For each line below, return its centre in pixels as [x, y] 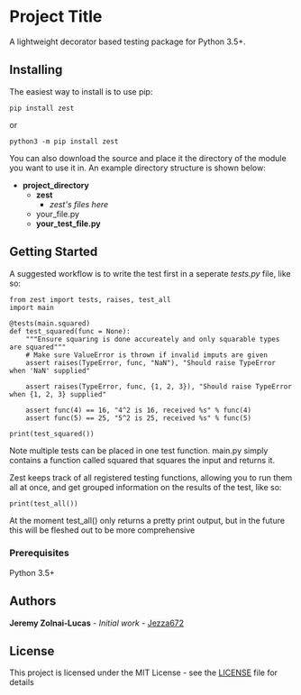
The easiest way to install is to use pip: [81, 91]
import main [32, 307]
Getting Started [54, 252]
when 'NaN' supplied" [50, 370]
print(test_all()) [44, 503]
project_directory [56, 185]
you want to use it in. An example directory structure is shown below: [137, 168]
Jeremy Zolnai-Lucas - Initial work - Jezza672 [97, 623]
